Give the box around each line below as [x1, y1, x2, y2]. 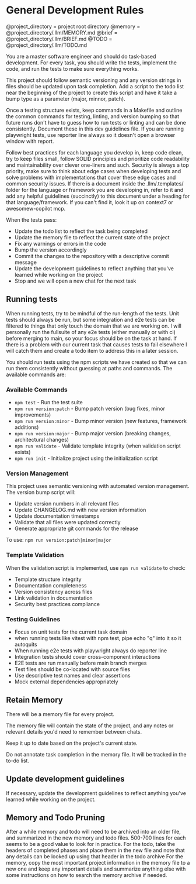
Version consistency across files [14, 588, 93, 595]
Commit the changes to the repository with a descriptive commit [14, 252, 169, 259]
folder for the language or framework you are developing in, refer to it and [6, 186, 184, 193]
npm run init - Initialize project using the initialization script [14, 455, 158, 462]
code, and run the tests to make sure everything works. [6, 65, 139, 72]
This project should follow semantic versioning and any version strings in [6, 77, 181, 84]
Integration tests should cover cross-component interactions [14, 653, 160, 660]
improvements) [14, 411, 51, 418]
